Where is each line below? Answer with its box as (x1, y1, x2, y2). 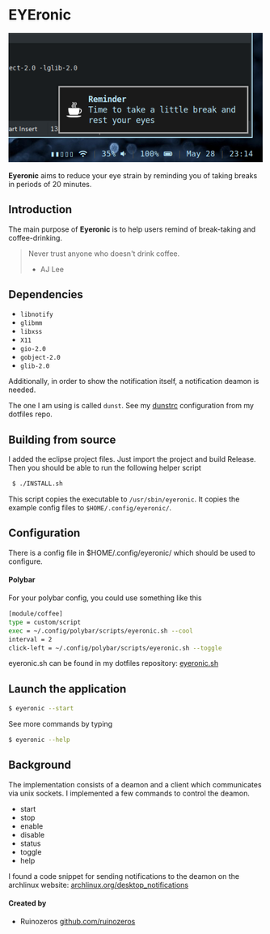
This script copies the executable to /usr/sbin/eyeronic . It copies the (8, 494, 240, 504)
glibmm (19, 319, 43, 327)
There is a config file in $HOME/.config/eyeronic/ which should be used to (8, 548, 256, 557)
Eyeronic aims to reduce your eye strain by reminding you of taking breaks (8, 170, 258, 180)
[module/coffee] (8, 610, 63, 618)
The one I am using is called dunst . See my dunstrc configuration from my (8, 401, 255, 411)
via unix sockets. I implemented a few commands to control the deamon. (8, 788, 251, 798)
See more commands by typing (8, 719, 113, 729)
